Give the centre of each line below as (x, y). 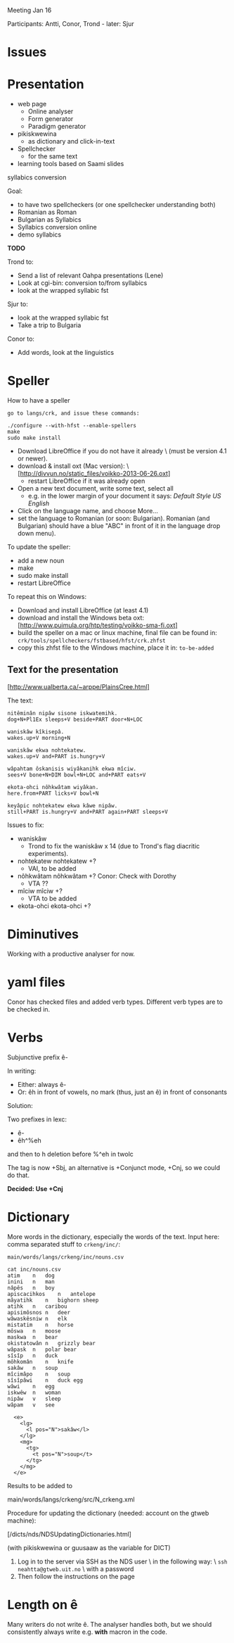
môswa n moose (34, 1331)
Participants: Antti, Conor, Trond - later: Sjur (71, 24)
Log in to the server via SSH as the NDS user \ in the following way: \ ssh (122, 1561)
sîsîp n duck (33, 1355)
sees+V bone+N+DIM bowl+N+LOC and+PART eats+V (77, 775)
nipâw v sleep (34, 1399)
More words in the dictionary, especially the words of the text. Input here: (113, 1236)
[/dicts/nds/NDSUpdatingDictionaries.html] (70, 1534)
